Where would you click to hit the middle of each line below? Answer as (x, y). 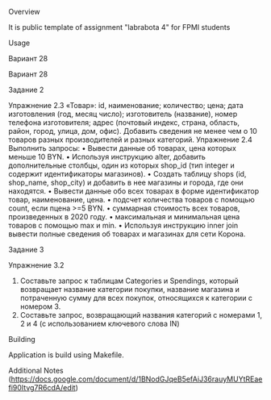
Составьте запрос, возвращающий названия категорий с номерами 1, (141, 315)
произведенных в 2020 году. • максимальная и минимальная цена (124, 217)
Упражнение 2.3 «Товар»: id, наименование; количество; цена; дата (126, 105)
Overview (24, 12)
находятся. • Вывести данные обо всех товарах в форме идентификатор (134, 191)
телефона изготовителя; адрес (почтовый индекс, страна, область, (124, 123)
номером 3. (40, 306)
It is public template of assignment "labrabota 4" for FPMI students (119, 27)
